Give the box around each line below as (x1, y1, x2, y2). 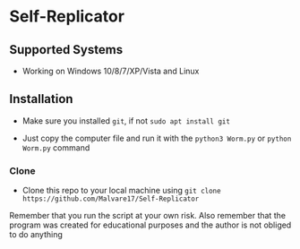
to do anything (9, 229, 63, 240)
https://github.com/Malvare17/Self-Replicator (21, 194, 200, 203)
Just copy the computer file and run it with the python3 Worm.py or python (21, 133, 292, 143)
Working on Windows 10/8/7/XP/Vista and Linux (21, 65, 200, 76)
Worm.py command (21, 142, 90, 153)
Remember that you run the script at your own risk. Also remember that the (9, 210, 287, 221)
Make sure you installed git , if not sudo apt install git (21, 115, 231, 126)
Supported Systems (9, 42, 124, 57)
